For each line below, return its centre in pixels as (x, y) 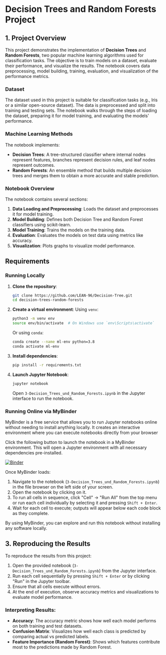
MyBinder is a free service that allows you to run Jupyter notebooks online (81, 422)
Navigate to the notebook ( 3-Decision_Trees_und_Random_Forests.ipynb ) (86, 481)
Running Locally (25, 276)
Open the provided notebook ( (43, 565)
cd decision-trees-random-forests (48, 300)
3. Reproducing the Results (48, 544)
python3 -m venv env (33, 319)
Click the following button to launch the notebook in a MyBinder (70, 442)
